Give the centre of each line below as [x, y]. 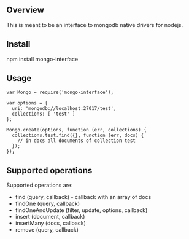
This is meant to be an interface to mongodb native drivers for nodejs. [95, 25]
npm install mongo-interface [42, 59]
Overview [25, 10]
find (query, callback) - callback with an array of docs [83, 197]
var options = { [27, 103]
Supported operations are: [40, 185]
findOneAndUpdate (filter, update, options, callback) [81, 210]
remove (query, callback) [47, 230]
